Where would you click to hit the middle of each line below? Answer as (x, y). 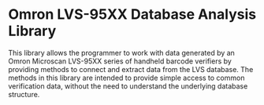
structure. (24, 94)
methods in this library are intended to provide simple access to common (126, 78)
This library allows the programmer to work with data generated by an (121, 52)
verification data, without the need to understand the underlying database (128, 86)
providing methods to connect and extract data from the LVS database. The (131, 69)
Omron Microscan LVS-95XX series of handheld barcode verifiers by (120, 61)
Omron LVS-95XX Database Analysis (132, 14)
